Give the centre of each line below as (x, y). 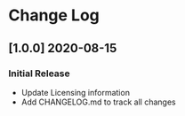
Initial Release (39, 73)
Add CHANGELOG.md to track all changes (98, 102)
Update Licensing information (76, 92)
